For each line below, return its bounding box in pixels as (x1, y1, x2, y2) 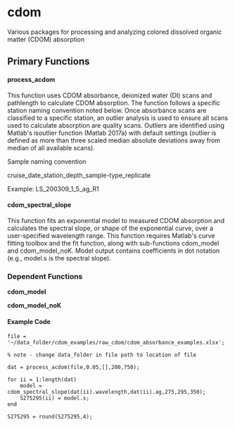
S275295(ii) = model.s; (20, 395, 90, 402)
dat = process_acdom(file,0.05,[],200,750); (7, 364, 140, 371)
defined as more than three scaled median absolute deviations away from (7, 136, 220, 145)
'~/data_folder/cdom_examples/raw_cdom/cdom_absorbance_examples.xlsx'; (7, 339, 225, 347)
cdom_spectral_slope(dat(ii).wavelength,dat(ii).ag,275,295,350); (7, 389, 206, 396)
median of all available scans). (7, 143, 95, 152)
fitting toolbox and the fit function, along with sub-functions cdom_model (7, 239, 220, 247)
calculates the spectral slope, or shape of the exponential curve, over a (7, 224, 213, 232)
